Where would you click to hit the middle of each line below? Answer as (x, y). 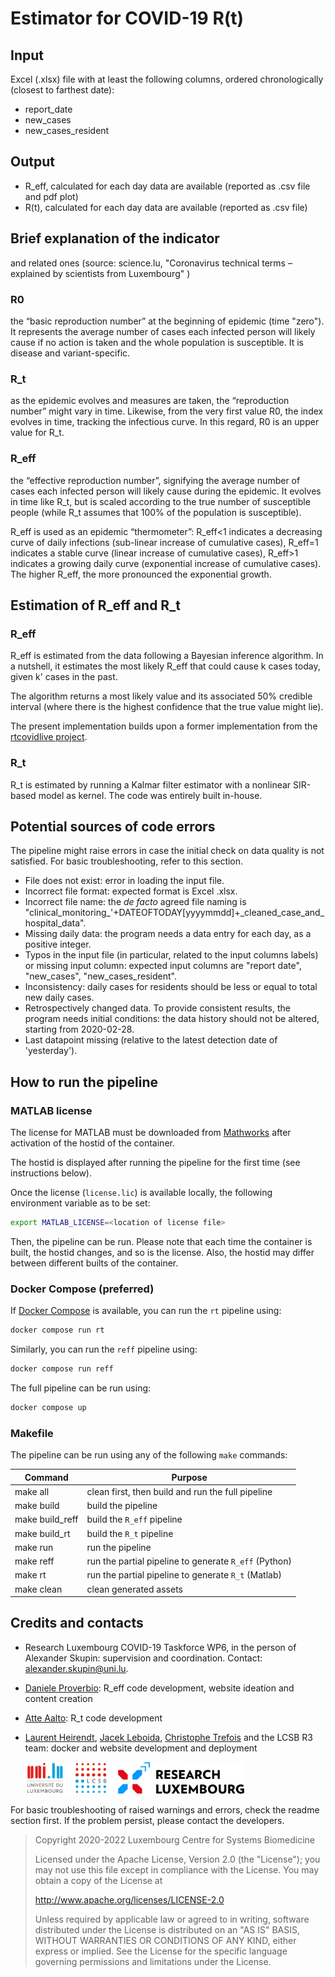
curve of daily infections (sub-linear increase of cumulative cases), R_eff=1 (164, 542)
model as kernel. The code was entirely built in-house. (150, 795)
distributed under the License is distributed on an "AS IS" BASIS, (167, 1930)
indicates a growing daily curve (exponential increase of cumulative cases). (166, 563)
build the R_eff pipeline (134, 1519)
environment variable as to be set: (80, 1203)
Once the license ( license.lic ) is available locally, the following (141, 1192)
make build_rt (42, 1533)
